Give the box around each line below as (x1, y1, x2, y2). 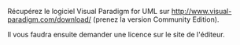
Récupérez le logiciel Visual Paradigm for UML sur (7, 7, 170, 16)
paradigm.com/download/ (7, 15, 92, 24)
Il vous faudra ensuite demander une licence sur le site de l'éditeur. (7, 30, 225, 39)
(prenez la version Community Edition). (93, 15, 220, 24)
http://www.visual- (171, 7, 232, 16)
